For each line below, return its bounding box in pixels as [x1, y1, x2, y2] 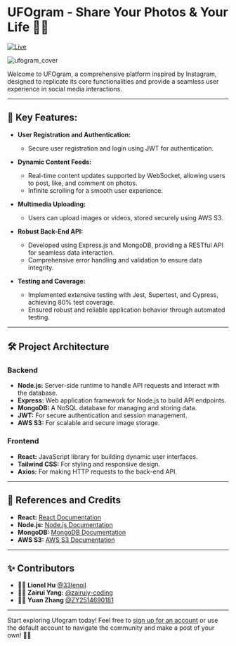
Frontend [7, 436, 39, 446]
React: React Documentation [17, 513, 102, 521]
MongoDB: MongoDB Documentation [17, 528, 126, 536]
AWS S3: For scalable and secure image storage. [17, 419, 160, 427]
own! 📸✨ [7, 631, 32, 640]
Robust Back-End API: [17, 227, 84, 236]
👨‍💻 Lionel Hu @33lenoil [17, 581, 86, 590]
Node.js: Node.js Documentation [17, 520, 114, 528]
